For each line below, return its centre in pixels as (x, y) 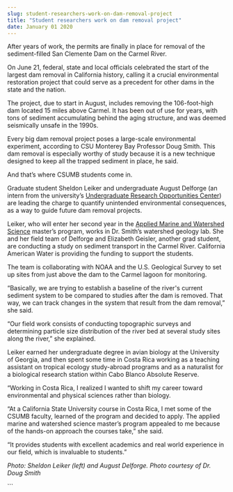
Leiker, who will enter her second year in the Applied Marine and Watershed (116, 224)
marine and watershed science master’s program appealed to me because (114, 424)
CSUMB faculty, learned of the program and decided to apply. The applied (114, 417)
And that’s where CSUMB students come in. (70, 174)
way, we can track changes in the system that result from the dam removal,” (116, 303)
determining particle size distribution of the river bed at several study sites (114, 331)
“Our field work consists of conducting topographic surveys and (99, 324)
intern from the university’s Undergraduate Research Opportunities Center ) (114, 195)
